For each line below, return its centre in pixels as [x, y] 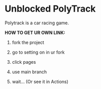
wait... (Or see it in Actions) [40, 81]
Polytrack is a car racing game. [37, 23]
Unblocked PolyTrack [50, 9]
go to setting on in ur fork [38, 52]
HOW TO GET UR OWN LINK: [35, 32]
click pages [24, 62]
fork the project [28, 42]
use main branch [29, 72]
